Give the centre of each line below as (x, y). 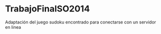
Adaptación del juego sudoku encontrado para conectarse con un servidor (80, 22)
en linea (13, 27)
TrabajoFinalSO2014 (48, 9)
